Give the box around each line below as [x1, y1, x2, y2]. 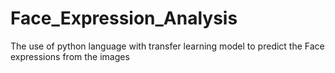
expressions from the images [10, 50, 130, 62]
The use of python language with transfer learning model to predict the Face [10, 40, 325, 52]
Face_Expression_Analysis [10, 7, 238, 30]
